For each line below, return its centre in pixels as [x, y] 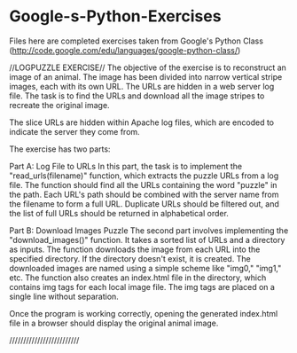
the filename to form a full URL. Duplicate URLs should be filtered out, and [144, 204]
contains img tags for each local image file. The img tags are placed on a [142, 286]
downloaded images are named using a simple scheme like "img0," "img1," [145, 268]
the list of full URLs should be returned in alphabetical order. [119, 213]
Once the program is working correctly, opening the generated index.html [144, 313]
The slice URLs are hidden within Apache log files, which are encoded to [142, 122]
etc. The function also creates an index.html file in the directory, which [138, 278]
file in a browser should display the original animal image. [114, 323]
